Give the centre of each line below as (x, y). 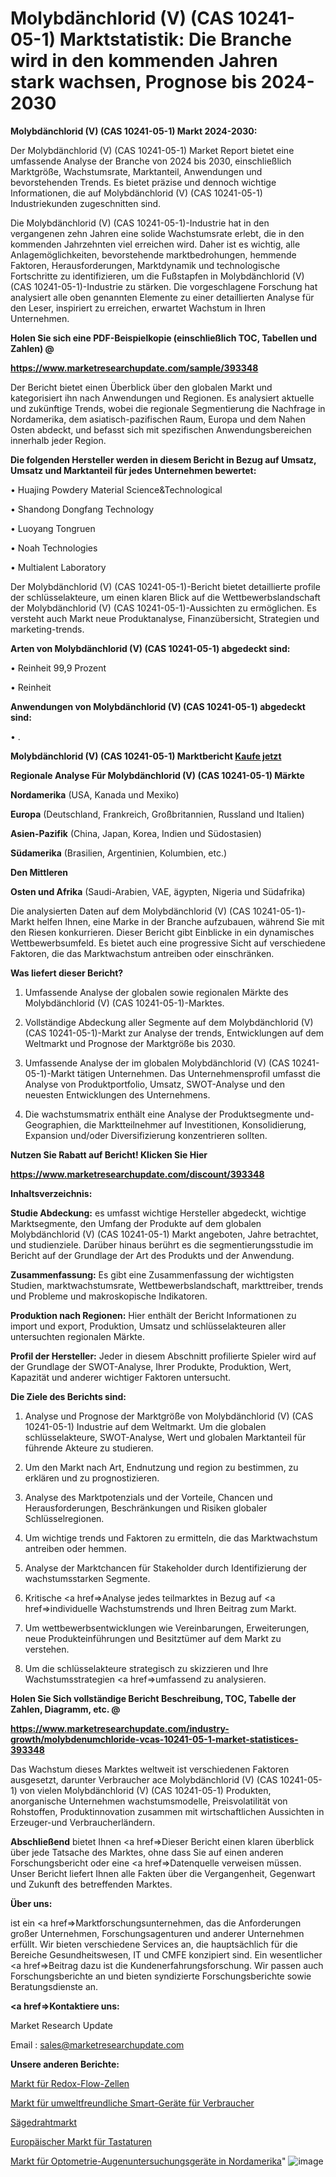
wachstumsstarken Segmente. (87, 1578)
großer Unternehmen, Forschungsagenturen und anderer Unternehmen (157, 1933)
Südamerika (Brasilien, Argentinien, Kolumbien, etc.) (119, 853)
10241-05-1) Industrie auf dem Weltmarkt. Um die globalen (145, 1426)
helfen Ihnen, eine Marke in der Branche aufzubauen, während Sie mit (180, 921)
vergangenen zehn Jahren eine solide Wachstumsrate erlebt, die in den (157, 233)
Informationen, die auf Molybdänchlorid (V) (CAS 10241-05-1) (136, 193)
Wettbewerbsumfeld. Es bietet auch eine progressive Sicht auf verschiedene (168, 943)
